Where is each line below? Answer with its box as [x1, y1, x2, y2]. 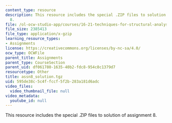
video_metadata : [5, 93, 40, 98]
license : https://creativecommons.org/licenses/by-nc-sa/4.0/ [5, 46, 141, 51]
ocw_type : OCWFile [5, 50, 45, 55]
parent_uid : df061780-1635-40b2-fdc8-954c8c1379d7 [5, 65, 116, 70]
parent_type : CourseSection [5, 60, 66, 65]
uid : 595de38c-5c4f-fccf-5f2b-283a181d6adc [5, 79, 100, 84]
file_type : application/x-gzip [5, 31, 72, 36]
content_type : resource [5, 7, 56, 13]
